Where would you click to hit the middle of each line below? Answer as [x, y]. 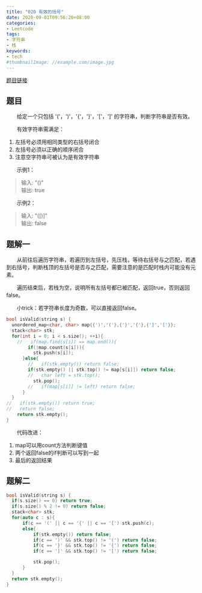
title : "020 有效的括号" [35, 12]
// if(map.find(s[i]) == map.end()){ [67, 342]
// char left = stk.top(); [64, 375]
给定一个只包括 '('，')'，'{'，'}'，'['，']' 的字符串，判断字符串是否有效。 [105, 116]
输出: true [33, 190]
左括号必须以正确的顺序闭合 [49, 150]
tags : [13, 34]
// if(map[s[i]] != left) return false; [82, 387]
